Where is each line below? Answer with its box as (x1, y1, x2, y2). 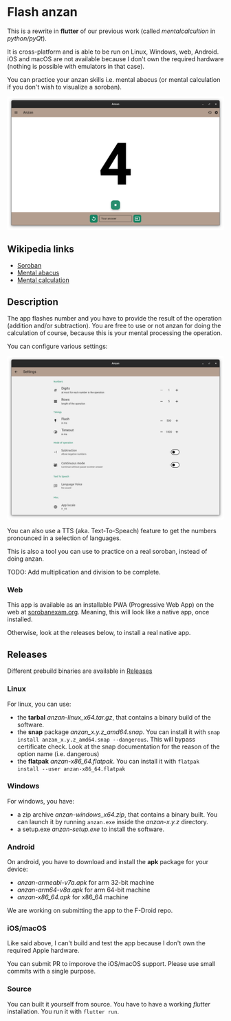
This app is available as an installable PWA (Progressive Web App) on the (7, 601, 214, 609)
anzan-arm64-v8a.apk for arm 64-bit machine (16, 885, 151, 894)
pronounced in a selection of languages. (7, 534, 122, 542)
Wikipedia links (7, 243, 74, 255)
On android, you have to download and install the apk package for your (7, 858, 208, 866)
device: (7, 865, 28, 874)
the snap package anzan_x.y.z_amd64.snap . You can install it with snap (16, 727, 220, 736)
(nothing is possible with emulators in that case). (7, 62, 145, 70)
